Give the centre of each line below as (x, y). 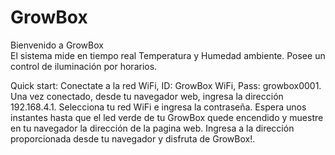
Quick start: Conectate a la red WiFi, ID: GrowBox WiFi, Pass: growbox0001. (166, 85)
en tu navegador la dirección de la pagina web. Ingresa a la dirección (152, 128)
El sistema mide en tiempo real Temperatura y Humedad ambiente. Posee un (168, 55)
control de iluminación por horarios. (84, 66)
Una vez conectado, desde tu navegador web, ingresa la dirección (147, 96)
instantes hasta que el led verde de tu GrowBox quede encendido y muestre (167, 117)
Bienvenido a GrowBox (57, 45)
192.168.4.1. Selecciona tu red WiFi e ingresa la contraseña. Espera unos (158, 107)
